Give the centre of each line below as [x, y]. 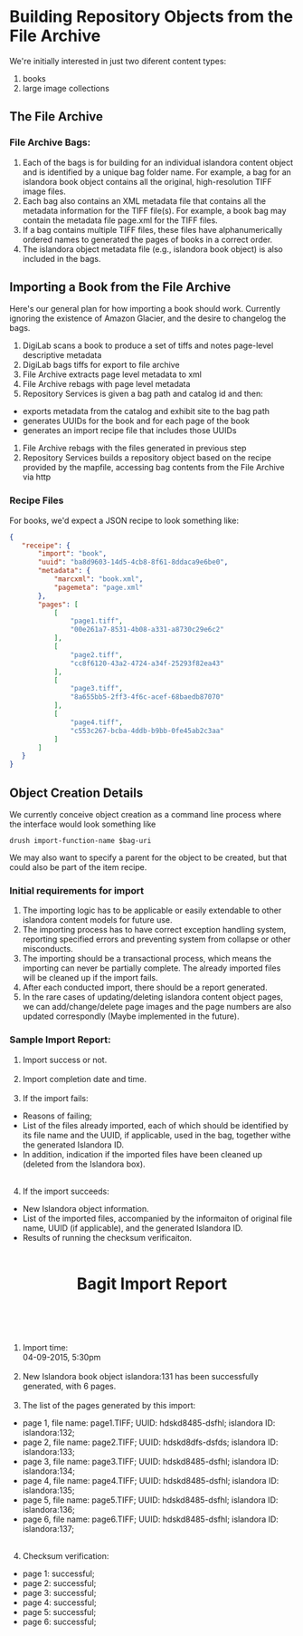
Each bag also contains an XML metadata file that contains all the [144, 200]
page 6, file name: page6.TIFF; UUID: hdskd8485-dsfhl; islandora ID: [150, 1519]
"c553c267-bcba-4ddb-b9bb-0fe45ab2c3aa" [147, 731]
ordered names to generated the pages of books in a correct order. [147, 239]
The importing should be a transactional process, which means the [147, 959]
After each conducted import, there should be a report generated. [145, 987]
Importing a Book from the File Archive [120, 287]
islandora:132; [48, 1432]
